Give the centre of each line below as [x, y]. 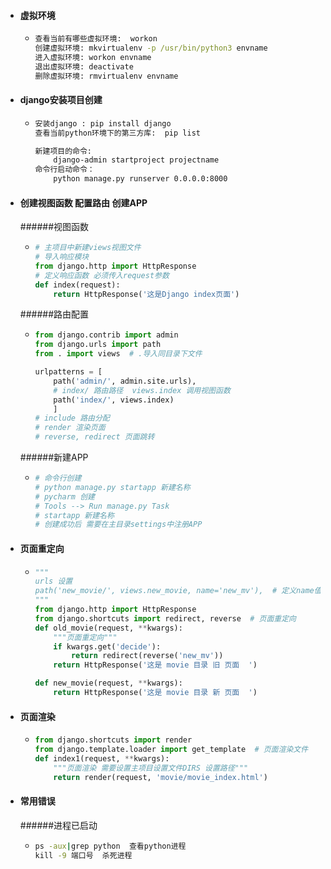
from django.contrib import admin [106, 335]
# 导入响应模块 [62, 257]
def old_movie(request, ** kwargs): [108, 628]
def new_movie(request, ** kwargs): [108, 683]
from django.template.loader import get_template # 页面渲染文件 [171, 750]
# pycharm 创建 [64, 496]
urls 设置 [53, 581]
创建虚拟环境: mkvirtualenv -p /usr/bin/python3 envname [151, 48]
